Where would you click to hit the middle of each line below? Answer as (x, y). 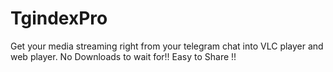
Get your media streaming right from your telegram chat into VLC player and (167, 46)
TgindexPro (59, 18)
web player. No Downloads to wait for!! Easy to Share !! (123, 56)
